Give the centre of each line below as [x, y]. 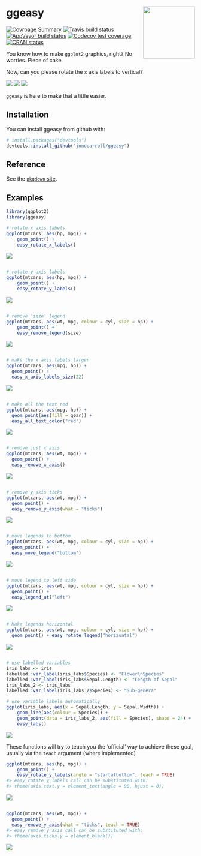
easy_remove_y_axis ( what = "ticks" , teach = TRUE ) [76, 825]
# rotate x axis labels [36, 228]
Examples [25, 198]
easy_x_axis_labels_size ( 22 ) [48, 377]
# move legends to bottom [38, 536]
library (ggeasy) [26, 217]
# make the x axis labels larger [48, 360]
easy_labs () [32, 724]
